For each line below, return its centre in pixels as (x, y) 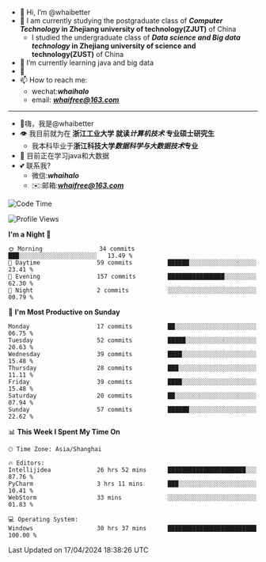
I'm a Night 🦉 (30, 234)
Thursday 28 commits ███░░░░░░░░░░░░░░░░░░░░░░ (133, 368)
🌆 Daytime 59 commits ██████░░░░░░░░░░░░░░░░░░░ (133, 263)
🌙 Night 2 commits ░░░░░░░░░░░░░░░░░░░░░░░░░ (133, 290)
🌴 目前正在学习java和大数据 (64, 156)
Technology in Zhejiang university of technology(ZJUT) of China (128, 29)
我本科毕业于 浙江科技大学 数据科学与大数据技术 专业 (115, 146)
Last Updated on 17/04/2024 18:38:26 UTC (78, 550)
